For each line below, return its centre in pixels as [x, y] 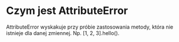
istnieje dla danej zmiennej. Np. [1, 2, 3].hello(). [63, 33]
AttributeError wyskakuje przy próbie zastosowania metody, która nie [90, 27]
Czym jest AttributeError [67, 11]
